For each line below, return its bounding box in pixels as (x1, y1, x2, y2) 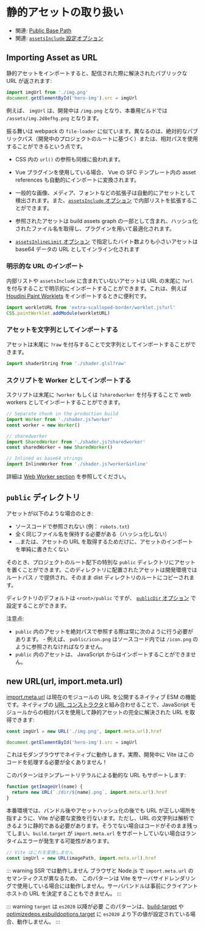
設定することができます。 (6, 601, 70, 609)
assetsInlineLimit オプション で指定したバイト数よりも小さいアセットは (15, 238, 198, 245)
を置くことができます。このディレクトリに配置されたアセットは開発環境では (6, 566, 198, 573)
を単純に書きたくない (15, 545, 69, 553)
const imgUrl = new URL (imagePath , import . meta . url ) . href (6, 855, 157, 861)
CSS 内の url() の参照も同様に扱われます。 (15, 155, 124, 163)
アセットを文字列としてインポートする (6, 325, 119, 334)
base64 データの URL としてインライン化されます (15, 245, 140, 253)
